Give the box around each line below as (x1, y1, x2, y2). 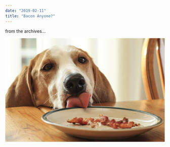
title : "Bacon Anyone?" (5, 13, 56, 19)
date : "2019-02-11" (5, 8, 47, 13)
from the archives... (5, 28, 46, 34)
